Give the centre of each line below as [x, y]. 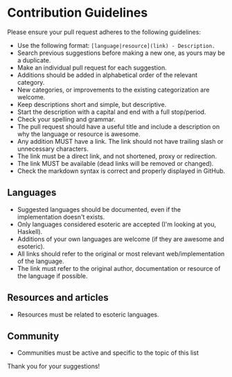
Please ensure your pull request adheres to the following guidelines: [104, 32]
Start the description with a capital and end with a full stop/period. [111, 112]
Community [33, 336]
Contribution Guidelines [78, 13]
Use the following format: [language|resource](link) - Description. [116, 45]
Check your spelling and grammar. [66, 119]
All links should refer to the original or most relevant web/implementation [121, 253]
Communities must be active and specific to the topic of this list [108, 353]
